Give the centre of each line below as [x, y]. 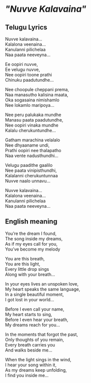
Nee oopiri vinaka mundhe [32, 125]
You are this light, [23, 264]
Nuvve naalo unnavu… [28, 181]
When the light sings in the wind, [38, 359]
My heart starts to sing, [29, 314]
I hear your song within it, [31, 365]
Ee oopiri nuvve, [22, 64]
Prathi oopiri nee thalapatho [33, 150]
